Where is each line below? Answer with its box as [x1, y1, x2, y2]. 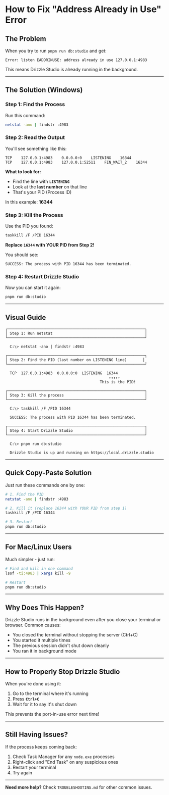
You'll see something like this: [5, 145, 67, 152]
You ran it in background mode [12, 648, 77, 654]
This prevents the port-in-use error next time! [5, 711, 100, 717]
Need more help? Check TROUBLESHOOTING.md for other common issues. [5, 784, 152, 790]
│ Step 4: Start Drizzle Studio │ [5, 428, 147, 433]
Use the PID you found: [5, 223, 54, 229]
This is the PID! [100, 380, 136, 385]
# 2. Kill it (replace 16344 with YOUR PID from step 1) [5, 506, 127, 511]
